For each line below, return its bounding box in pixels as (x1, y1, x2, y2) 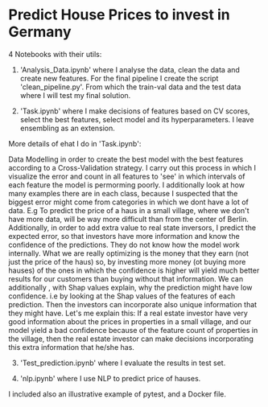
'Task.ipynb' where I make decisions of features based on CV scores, (19, 106, 250, 116)
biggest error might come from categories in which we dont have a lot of (8, 197, 249, 207)
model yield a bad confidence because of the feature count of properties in (8, 325, 258, 335)
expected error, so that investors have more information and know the (8, 231, 240, 240)
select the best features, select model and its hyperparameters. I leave (19, 114, 254, 124)
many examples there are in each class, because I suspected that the (8, 188, 238, 198)
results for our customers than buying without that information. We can (8, 273, 244, 283)
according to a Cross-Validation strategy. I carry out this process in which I (8, 162, 256, 172)
